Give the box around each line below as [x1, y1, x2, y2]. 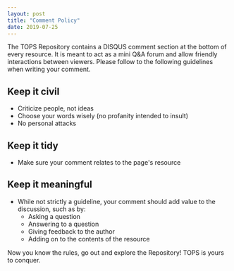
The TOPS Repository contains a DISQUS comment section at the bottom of [7, 43, 227, 51]
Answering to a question [27, 220, 99, 228]
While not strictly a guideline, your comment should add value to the [17, 197, 216, 206]
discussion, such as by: [17, 205, 86, 213]
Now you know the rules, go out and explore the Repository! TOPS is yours [7, 248, 224, 257]
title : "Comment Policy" [7, 17, 80, 24]
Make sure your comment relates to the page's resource [17, 158, 181, 166]
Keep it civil [7, 85, 60, 97]
